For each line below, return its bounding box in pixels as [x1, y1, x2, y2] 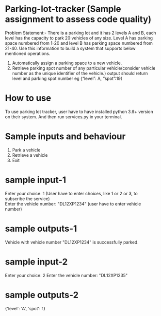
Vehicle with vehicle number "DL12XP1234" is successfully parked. [5, 239, 139, 245]
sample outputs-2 [5, 289, 79, 300]
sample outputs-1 [5, 223, 77, 234]
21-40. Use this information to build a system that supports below [5, 45, 136, 51]
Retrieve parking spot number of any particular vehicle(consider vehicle [12, 65, 156, 71]
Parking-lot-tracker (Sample [5, 3, 121, 15]
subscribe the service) [5, 196, 50, 202]
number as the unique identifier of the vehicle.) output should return [12, 70, 148, 76]
